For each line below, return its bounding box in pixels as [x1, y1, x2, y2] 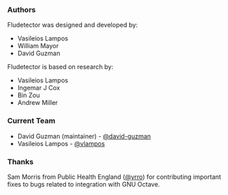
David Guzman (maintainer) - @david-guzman [17, 131, 152, 140]
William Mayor [17, 42, 59, 50]
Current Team [7, 116, 56, 126]
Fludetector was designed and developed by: [7, 21, 138, 29]
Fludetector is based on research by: [7, 63, 114, 71]
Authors [7, 5, 36, 15]
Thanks [7, 157, 34, 166]
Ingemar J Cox [17, 84, 60, 92]
